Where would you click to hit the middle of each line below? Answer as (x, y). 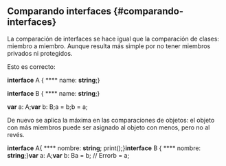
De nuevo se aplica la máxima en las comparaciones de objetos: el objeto (111, 120)
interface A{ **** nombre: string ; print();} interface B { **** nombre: (104, 148)
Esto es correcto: (32, 66)
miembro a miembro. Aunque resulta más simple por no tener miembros (109, 46)
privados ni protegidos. (40, 53)
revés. (16, 134)
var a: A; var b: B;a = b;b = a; (47, 107)
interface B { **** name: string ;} (54, 93)
